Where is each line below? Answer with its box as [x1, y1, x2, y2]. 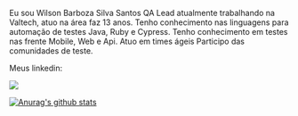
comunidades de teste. [9, 46, 93, 56]
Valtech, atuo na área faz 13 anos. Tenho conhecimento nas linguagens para [9, 17, 289, 28]
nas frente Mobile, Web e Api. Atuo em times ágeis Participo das [9, 36, 246, 46]
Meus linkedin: [9, 62, 63, 73]
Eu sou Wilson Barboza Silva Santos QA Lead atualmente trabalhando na [9, 8, 276, 18]
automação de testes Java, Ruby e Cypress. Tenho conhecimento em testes [9, 27, 288, 37]
